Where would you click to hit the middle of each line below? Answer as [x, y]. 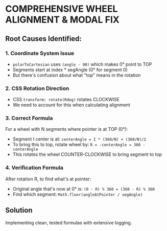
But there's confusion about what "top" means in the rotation [77, 75]
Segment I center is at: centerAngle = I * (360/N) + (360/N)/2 [79, 139]
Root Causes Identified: [43, 39]
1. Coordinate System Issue [40, 53]
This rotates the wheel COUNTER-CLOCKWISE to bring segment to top [87, 154]
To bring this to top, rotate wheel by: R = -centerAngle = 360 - [79, 145]
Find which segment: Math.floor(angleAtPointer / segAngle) [78, 194]
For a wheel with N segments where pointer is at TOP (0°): [67, 129]
